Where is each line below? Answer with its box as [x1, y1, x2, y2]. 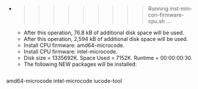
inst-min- [169, 5, 193, 12]
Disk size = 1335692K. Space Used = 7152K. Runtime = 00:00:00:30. [23, 55, 193, 61]
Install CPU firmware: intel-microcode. [23, 48, 118, 55]
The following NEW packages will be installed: [23, 61, 137, 68]
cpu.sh [147, 18, 165, 24]
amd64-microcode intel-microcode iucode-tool [6, 77, 122, 84]
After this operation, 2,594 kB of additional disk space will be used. [23, 36, 188, 42]
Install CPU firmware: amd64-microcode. [23, 42, 125, 49]
